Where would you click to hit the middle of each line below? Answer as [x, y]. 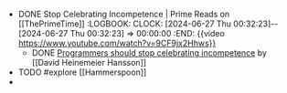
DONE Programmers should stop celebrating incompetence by [149, 53]
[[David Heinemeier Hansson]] [89, 62]
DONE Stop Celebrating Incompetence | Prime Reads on [124, 14]
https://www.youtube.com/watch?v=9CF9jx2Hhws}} [117, 43]
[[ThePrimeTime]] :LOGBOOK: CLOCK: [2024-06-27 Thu [124, 24]
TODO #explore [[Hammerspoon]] [82, 72]
